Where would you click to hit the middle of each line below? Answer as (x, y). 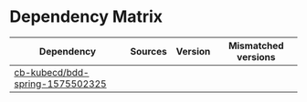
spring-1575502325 (60, 84)
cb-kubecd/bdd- (52, 72)
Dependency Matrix (86, 17)
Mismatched (256, 46)
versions (256, 56)
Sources (148, 51)
